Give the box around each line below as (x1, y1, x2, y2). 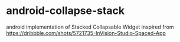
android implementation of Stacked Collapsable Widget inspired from (6, 23, 174, 30)
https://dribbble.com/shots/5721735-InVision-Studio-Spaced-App (6, 29, 166, 36)
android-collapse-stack (6, 4, 125, 17)
